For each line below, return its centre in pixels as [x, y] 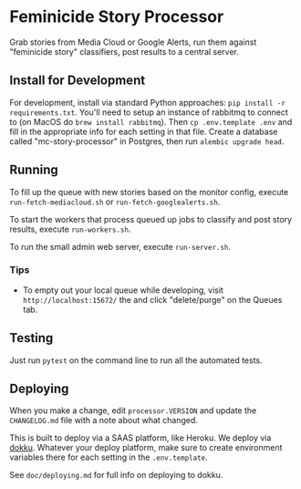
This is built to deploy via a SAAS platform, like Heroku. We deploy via [140, 438]
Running [34, 170]
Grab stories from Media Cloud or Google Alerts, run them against [133, 42]
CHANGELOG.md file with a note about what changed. [104, 421]
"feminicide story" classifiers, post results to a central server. [125, 51]
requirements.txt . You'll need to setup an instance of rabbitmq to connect [149, 112]
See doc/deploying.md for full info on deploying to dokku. [116, 475]
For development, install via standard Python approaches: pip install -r [147, 102]
